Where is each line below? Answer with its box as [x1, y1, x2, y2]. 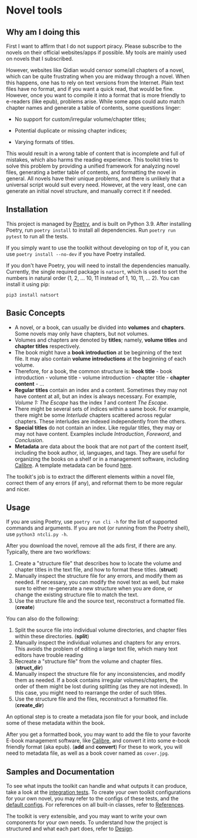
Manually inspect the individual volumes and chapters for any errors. [14, 639, 181, 646]
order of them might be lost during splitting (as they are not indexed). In [14, 683, 188, 690]
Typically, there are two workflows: [6, 548, 91, 556]
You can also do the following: [6, 615, 79, 622]
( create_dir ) [14, 702, 44, 709]
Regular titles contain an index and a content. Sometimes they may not [14, 386, 187, 393]
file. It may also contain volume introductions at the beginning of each [14, 355, 186, 362]
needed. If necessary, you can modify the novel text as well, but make [14, 579, 185, 586]
